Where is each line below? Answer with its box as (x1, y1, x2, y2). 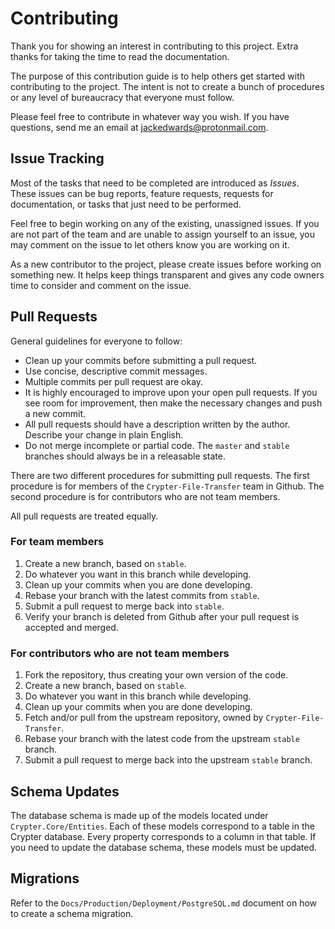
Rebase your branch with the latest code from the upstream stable (24, 733, 300, 745)
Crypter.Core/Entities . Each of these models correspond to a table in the (10, 820, 315, 832)
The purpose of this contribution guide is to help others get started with (10, 70, 306, 82)
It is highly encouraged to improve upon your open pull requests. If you (24, 386, 318, 398)
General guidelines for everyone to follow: (10, 335, 183, 347)
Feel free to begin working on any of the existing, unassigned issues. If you (10, 217, 320, 229)
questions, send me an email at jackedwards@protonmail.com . (10, 121, 269, 133)
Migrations (10, 870, 80, 887)
